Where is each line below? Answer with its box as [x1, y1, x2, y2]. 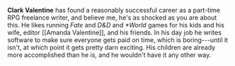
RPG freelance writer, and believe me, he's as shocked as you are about [7, 13, 217, 22]
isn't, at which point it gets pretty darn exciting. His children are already [7, 44, 216, 51]
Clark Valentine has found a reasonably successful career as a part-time [7, 6, 221, 14]
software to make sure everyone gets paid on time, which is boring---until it [7, 36, 229, 44]
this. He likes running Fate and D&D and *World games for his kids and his [7, 21, 225, 29]
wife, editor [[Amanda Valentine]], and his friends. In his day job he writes [7, 28, 222, 37]
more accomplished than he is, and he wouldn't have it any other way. [7, 51, 212, 59]
